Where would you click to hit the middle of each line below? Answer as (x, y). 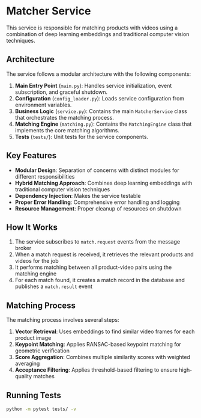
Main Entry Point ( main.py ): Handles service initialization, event (93, 85)
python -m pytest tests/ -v (41, 409)
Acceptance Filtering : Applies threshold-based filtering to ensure (96, 370)
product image (33, 338)
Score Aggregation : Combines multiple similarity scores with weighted (103, 357)
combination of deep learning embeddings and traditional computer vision (98, 34)
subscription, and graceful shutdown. (61, 92)
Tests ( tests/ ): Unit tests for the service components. (82, 137)
